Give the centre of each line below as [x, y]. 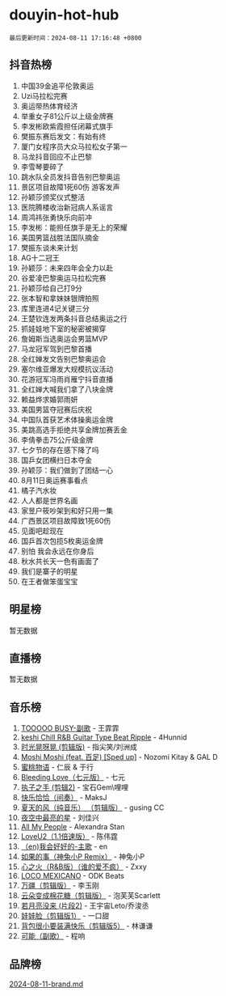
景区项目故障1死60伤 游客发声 [70, 187]
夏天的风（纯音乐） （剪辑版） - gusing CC [92, 807]
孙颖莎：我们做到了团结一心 [67, 470]
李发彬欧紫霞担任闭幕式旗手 [67, 126]
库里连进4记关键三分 [55, 308]
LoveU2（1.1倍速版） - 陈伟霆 [69, 837]
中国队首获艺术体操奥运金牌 [67, 419]
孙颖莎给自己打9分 [52, 288]
